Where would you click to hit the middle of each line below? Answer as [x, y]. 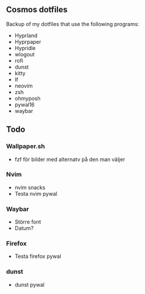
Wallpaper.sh [26, 146]
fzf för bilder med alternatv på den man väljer [70, 159]
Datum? [24, 228]
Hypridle [25, 48]
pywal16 [25, 104]
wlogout [24, 54]
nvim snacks [30, 187]
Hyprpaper [28, 41]
